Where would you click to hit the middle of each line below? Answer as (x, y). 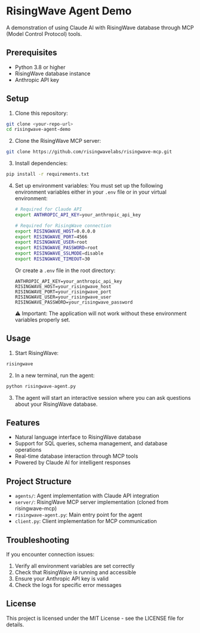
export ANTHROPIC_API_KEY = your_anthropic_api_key (78, 215)
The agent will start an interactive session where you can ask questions (103, 397)
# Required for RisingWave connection (63, 225)
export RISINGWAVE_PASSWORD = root (56, 248)
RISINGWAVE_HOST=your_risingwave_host (63, 286)
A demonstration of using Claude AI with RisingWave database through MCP (100, 27)
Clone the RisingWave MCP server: (58, 141)
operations (28, 450)
